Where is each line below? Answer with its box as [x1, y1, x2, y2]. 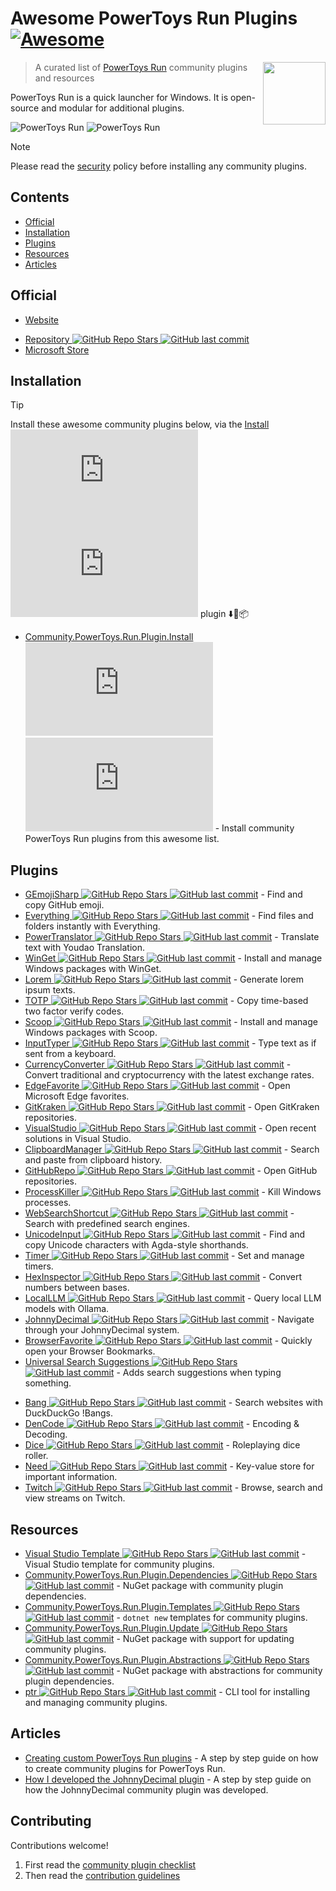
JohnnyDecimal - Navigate [24, 1313, 315, 1326]
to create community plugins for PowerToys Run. [24, 1762, 226, 1774]
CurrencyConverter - [24, 1058, 292, 1071]
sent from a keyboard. [24, 1048, 117, 1060]
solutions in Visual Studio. [24, 1133, 132, 1145]
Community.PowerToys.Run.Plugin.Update [24, 1622, 200, 1634]
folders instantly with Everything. [24, 920, 161, 932]
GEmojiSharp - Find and [24, 888, 303, 901]
